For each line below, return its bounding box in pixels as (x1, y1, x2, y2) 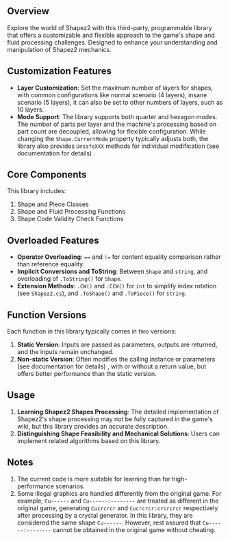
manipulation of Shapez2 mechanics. (7, 45, 112, 53)
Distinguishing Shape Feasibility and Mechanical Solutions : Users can (16, 429, 220, 438)
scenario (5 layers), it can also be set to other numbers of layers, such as (16, 98, 223, 106)
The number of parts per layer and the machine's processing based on (16, 120, 217, 128)
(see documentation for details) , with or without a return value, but (16, 362, 207, 370)
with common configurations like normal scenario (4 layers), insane (16, 90, 207, 99)
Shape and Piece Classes (16, 200, 89, 208)
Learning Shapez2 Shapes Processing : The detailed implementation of (16, 407, 219, 416)
